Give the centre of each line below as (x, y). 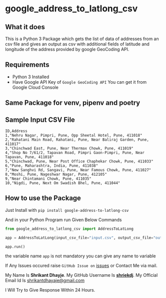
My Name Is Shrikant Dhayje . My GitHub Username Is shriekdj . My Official (82, 275)
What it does (25, 27)
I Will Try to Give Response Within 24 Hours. (50, 290)
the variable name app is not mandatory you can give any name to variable (81, 256)
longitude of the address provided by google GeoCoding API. (67, 49)
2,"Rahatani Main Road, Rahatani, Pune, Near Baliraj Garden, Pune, (77, 140)
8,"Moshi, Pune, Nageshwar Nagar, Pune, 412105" (56, 174)
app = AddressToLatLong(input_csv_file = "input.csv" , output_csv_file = (79, 238)
